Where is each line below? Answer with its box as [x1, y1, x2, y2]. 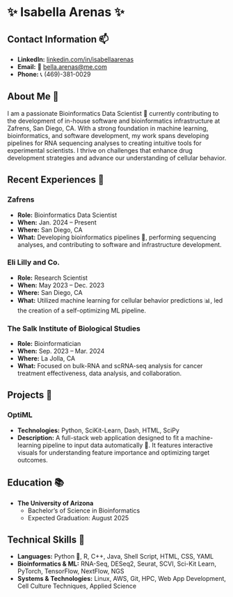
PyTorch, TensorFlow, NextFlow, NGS [17, 567, 124, 575]
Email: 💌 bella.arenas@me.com [17, 63, 108, 70]
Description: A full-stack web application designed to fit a [17, 433, 184, 441]
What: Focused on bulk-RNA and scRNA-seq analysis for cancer [17, 362, 203, 370]
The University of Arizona [17, 499, 94, 507]
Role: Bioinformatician [17, 340, 81, 348]
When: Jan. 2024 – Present [17, 218, 97, 227]
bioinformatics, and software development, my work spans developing [7, 131, 209, 139]
